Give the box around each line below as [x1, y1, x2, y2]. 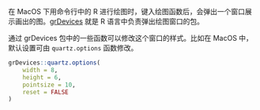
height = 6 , [22, 73, 62, 81]
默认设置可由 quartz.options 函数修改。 [8, 43, 138, 53]
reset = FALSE [22, 88, 69, 96]
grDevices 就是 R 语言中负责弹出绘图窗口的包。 [50, 16, 204, 26]
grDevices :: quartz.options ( [8, 59, 101, 67]
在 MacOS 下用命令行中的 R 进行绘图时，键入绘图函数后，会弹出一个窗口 [8, 7, 245, 16]
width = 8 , [22, 66, 58, 74]
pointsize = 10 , [22, 81, 77, 89]
